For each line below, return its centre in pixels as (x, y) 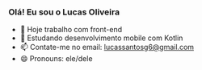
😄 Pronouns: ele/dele (56, 59)
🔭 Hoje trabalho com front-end (71, 30)
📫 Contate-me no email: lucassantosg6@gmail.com (107, 47)
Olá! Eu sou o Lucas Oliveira (64, 12)
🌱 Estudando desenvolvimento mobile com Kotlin (101, 38)
